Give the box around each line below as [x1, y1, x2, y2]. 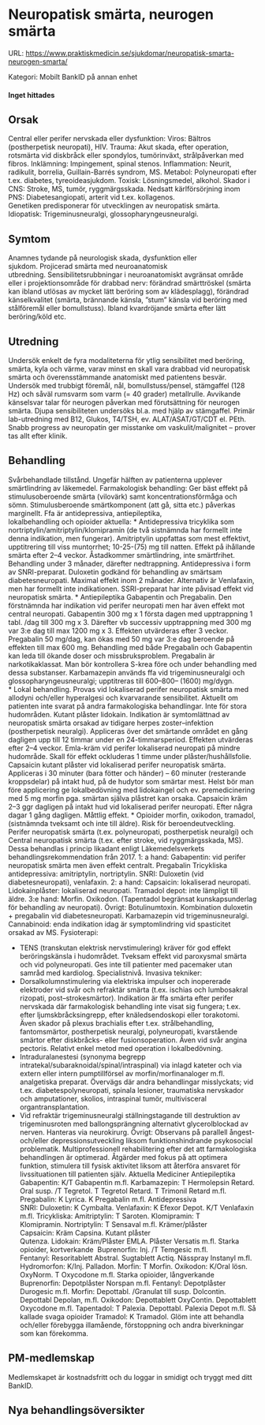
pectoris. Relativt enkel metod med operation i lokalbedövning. [19, 1043, 223, 1053]
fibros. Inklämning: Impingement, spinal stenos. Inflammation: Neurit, [8, 159, 232, 169]
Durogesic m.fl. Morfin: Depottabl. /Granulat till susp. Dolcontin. [19, 1286, 226, 1296]
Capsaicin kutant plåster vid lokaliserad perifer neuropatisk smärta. [8, 760, 226, 769]
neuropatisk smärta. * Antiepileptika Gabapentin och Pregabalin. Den [8, 592, 233, 601]
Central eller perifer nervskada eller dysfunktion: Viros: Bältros [8, 134, 211, 144]
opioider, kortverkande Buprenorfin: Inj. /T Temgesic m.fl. [19, 1244, 209, 1254]
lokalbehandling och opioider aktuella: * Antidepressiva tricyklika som [8, 517, 235, 526]
